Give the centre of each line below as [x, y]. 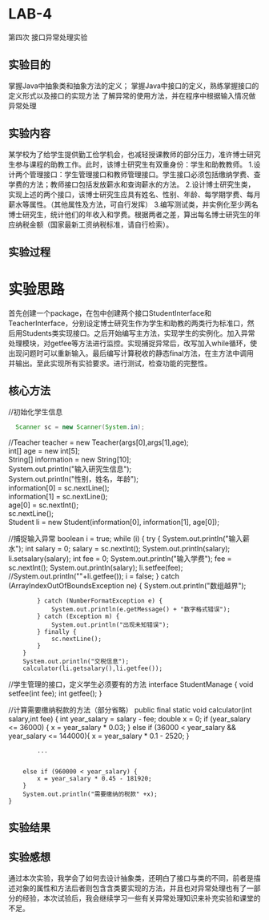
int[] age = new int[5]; [44, 450]
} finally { [57, 631]
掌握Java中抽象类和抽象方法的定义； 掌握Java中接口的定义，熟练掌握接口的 [134, 86]
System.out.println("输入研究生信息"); [70, 469]
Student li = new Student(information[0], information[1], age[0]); [114, 522]
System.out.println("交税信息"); [76, 661]
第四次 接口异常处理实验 [48, 37]
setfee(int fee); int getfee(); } [55, 693]
